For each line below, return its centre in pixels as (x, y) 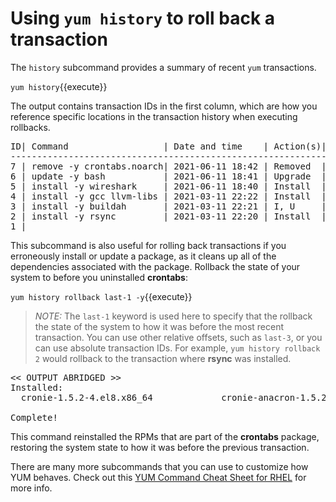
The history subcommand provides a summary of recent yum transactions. (163, 67)
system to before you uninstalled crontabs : (99, 277)
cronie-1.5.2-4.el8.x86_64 (86, 397)
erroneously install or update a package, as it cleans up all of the (143, 256)
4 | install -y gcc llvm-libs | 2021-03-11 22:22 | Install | (168, 196)
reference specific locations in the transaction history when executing (154, 116)
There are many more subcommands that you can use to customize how (159, 466)
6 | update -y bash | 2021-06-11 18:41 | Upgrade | (168, 176)
